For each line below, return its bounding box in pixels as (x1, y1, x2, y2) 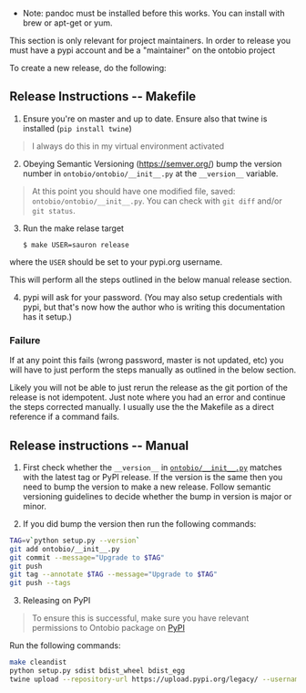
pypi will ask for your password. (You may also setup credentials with (22, 291, 282, 302)
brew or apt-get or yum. (22, 17, 113, 28)
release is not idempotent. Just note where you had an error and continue (9, 392, 286, 403)
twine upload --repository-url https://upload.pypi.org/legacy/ (9, 675, 259, 684)
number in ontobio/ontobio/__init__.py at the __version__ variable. (22, 168, 279, 179)
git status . (31, 205, 76, 215)
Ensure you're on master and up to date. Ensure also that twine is (22, 113, 268, 124)
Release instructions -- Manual (9, 437, 189, 453)
